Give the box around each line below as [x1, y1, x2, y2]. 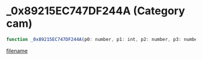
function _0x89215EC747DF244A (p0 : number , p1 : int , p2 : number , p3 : [6, 36, 182, 42]
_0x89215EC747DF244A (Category [6, 4, 185, 18]
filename [6, 47, 28, 54]
